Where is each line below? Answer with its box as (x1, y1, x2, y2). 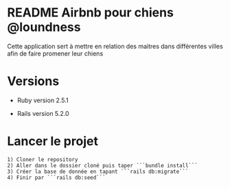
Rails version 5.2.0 (16, 109, 70, 117)
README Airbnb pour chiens (7, 5, 174, 21)
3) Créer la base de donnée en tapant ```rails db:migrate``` (7, 168, 189, 175)
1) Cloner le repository (7, 156, 78, 163)
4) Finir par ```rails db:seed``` (7, 174, 106, 181)
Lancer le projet (7, 134, 98, 149)
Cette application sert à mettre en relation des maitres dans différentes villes (7, 42, 223, 50)
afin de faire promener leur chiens (7, 49, 104, 58)
